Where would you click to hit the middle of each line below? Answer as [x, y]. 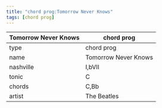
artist [16, 96]
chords [19, 86]
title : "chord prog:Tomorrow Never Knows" [60, 12]
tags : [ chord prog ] [30, 17]
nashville [22, 67]
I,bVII [92, 67]
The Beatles [102, 96]
